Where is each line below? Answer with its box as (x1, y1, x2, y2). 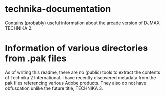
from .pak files (5, 53, 67, 64)
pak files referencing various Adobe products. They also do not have (5, 80, 146, 86)
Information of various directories (5, 43, 148, 54)
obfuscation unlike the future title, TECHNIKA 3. (5, 85, 103, 91)
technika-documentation (5, 3, 111, 15)
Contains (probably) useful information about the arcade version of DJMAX (5, 20, 160, 26)
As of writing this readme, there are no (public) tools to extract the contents (5, 69, 161, 75)
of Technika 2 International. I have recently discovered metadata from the (5, 74, 156, 80)
